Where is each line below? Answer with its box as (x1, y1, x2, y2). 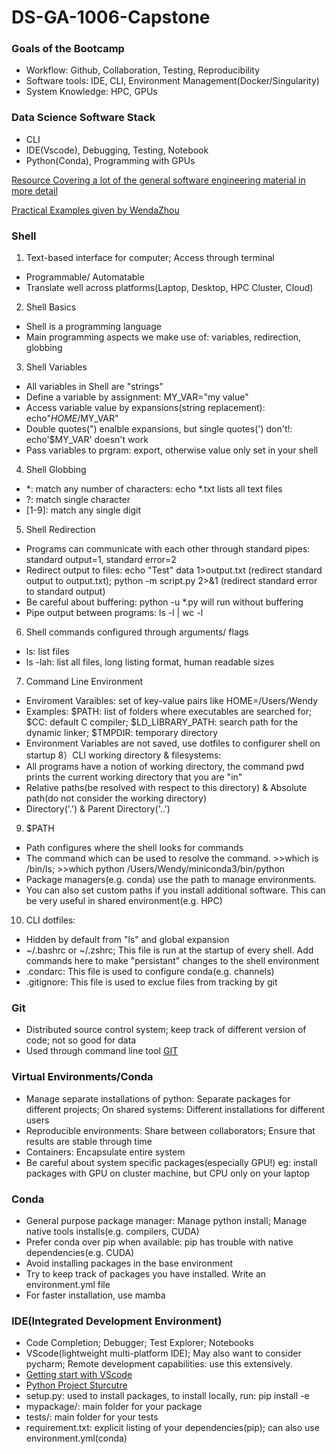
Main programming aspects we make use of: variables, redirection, (25, 331, 302, 343)
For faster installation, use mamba (25, 1289, 166, 1301)
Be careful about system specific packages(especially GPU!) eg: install (25, 1156, 318, 1168)
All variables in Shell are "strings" (25, 381, 164, 393)
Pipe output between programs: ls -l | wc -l (25, 607, 204, 619)
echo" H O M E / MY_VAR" (25, 412, 119, 425)
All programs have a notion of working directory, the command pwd (25, 761, 304, 773)
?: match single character (25, 494, 131, 506)
